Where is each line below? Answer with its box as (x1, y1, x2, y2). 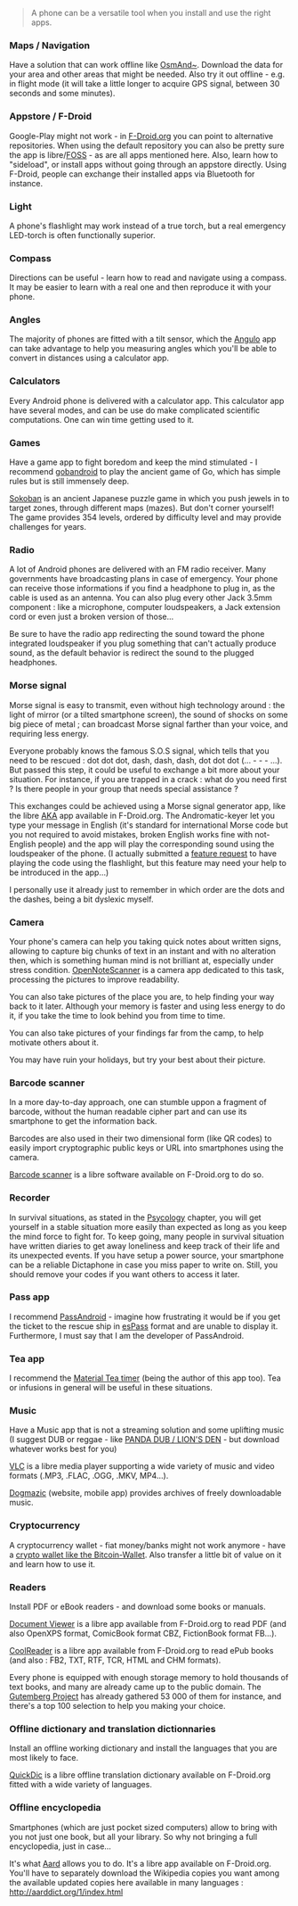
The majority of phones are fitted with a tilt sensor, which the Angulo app (9, 334, 277, 344)
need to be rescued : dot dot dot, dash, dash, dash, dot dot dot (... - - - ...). (9, 755, 283, 765)
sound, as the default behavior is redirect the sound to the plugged (9, 648, 254, 658)
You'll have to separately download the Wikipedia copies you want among (9, 1868, 280, 1878)
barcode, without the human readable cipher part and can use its (9, 1106, 247, 1118)
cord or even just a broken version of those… (9, 611, 174, 623)
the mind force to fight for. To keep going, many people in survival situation (9, 1231, 285, 1242)
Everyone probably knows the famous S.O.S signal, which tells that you (9, 745, 270, 756)
